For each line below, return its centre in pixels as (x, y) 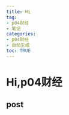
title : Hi (19, 12)
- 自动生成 (18, 46)
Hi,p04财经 (34, 82)
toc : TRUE (19, 51)
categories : (21, 34)
